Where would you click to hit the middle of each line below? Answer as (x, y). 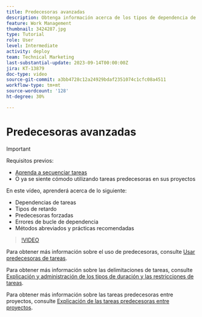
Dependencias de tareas (46, 202)
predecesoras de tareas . (37, 258)
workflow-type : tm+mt (34, 86)
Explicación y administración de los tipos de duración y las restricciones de (100, 276)
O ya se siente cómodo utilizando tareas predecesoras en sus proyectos (105, 179)
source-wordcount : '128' (37, 91)
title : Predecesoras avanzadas (46, 12)
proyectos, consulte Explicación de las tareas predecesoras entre (88, 301)
